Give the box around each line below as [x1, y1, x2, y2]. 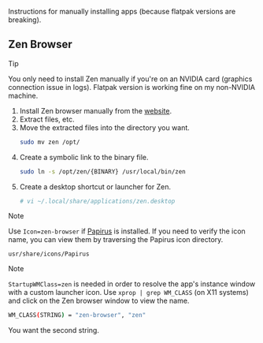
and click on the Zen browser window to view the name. [8, 296, 190, 306]
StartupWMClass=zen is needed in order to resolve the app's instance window [8, 279, 256, 289]
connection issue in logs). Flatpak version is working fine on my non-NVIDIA [8, 82, 256, 91]
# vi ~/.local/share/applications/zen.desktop [19, 197, 176, 205]
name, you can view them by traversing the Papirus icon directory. [8, 235, 224, 244]
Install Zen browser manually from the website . [19, 106, 172, 115]
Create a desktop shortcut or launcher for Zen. [19, 181, 172, 192]
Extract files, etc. [19, 114, 75, 124]
